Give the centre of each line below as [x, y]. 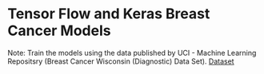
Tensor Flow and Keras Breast [109, 14]
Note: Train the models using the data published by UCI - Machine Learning [132, 53]
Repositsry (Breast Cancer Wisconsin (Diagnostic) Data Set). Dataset [121, 61]
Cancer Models [59, 31]
